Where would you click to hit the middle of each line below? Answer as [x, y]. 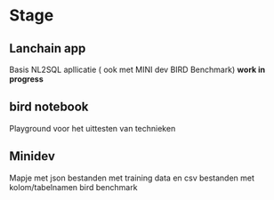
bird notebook [49, 107]
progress [26, 79]
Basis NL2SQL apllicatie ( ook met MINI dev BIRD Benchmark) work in [137, 69]
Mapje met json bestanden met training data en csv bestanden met [132, 178]
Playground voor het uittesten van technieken [93, 128]
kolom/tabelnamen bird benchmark [73, 187]
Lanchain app [48, 48]
